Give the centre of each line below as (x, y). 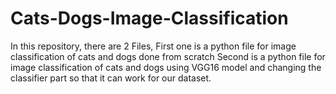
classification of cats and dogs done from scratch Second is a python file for (168, 56)
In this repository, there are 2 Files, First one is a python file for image (153, 46)
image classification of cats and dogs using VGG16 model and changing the (166, 67)
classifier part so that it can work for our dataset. (111, 78)
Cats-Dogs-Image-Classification (149, 18)
